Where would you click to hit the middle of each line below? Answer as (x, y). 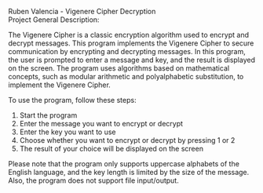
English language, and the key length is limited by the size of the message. (129, 172)
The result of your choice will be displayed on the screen (111, 149)
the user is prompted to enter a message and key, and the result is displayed (131, 60)
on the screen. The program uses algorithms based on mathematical (119, 68)
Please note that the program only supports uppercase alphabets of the (124, 164)
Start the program (48, 115)
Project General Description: (54, 20)
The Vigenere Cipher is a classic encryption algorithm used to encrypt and (129, 35)
